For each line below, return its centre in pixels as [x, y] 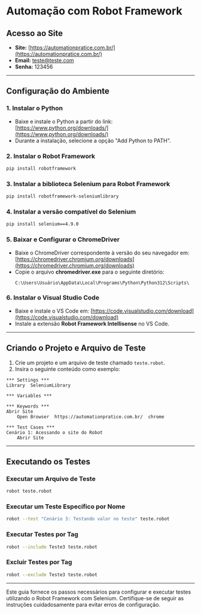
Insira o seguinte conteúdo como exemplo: [68, 369]
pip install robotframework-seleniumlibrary [63, 196]
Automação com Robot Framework [94, 11]
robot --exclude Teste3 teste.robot [52, 574]
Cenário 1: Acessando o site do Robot [54, 432]
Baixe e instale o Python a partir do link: [64, 121]
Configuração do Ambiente [58, 91]
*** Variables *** [29, 396]
